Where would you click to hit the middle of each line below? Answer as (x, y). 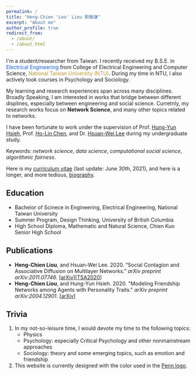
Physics (33, 335)
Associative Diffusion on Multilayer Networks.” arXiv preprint (88, 271)
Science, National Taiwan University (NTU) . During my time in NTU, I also (94, 73)
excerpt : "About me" (31, 22)
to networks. (21, 115)
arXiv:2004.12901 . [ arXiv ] (45, 296)
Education (25, 193)
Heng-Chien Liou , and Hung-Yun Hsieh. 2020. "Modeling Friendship (97, 283)
